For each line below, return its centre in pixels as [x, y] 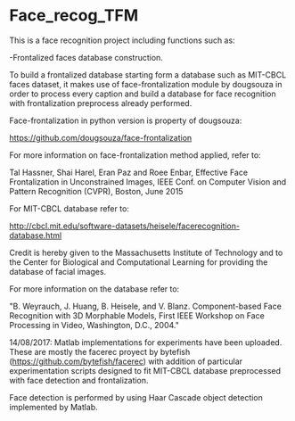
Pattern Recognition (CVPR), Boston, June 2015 [96, 191]
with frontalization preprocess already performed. [101, 103]
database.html [36, 235]
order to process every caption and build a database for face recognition [143, 94]
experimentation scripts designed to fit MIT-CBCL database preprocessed [145, 370]
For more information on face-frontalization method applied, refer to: [135, 155]
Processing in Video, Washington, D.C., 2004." [94, 325]
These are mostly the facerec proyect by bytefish [100, 351]
